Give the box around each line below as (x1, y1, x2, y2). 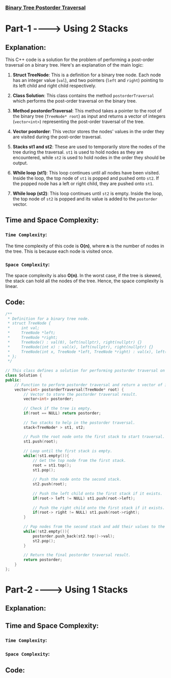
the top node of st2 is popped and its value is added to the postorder (12, 195, 158, 202)
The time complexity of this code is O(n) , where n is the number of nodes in (5, 243, 164, 249)
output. (12, 160, 28, 166)
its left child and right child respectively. (12, 82, 97, 89)
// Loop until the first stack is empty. (23, 449, 113, 454)
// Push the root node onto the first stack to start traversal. (23, 434, 165, 439)
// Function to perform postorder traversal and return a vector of (14, 382, 163, 388)
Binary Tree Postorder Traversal (5, 4, 86, 11)
